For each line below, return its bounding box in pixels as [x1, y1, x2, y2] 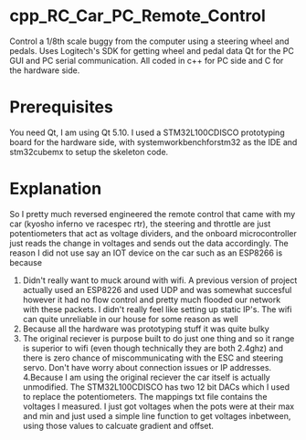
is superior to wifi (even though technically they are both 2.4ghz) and [22, 342, 284, 353]
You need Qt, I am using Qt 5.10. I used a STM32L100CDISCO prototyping [9, 127, 285, 138]
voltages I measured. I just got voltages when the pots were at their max [22, 401, 295, 412]
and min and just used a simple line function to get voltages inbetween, [22, 410, 291, 421]
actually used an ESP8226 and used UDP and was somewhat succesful [22, 284, 292, 295]
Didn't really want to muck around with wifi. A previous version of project [22, 275, 298, 286]
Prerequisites [9, 97, 114, 118]
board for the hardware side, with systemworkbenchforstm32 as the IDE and [9, 136, 298, 147]
